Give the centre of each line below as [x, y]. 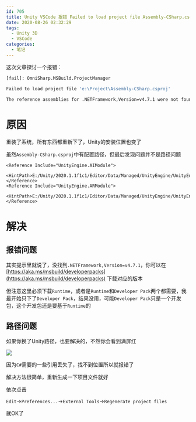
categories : [20, 45]
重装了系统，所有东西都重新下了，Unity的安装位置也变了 [74, 142]
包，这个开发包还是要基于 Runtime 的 [49, 306]
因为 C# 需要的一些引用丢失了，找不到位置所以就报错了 [70, 365]
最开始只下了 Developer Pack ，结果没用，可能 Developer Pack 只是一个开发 [94, 298]
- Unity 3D [24, 33]
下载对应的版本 [125, 278]
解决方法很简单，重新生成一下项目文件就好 [57, 377]
